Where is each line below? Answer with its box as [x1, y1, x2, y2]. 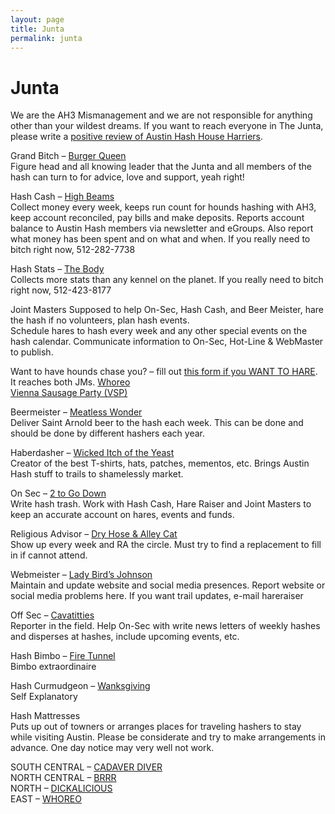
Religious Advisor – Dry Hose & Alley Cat [10, 528, 178, 540]
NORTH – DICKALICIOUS [10, 782, 113, 795]
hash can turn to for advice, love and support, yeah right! [10, 171, 245, 183]
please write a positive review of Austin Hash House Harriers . [10, 131, 263, 143]
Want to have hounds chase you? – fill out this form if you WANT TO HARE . [10, 366, 318, 378]
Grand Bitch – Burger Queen [10, 150, 127, 162]
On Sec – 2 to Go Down [10, 487, 107, 500]
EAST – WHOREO [10, 793, 82, 805]
